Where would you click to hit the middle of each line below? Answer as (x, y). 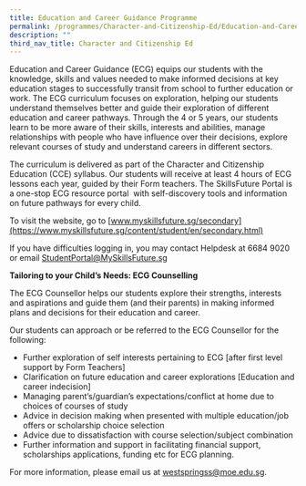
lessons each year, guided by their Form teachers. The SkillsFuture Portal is (151, 184)
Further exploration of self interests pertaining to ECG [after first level (153, 357)
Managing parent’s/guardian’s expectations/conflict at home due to (148, 397)
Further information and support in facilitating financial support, (142, 445)
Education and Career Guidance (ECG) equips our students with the (137, 69)
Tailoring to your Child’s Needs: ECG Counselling (104, 275)
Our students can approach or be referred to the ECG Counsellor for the (144, 330)
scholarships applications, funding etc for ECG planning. (128, 455)
